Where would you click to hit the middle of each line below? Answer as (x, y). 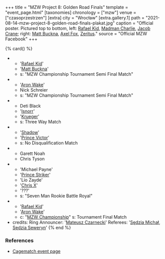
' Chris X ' (29, 185)
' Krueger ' (30, 116)
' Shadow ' (30, 132)
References (19, 240)
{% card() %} (19, 49)
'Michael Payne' (36, 169)
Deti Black (30, 106)
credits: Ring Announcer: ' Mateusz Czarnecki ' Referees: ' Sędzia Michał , (86, 222)
